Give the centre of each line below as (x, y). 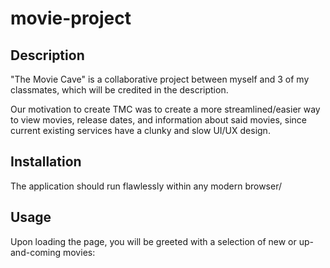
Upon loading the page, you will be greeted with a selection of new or (153, 241)
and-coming (36, 252)
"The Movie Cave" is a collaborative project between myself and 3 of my (160, 79)
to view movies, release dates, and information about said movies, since (158, 120)
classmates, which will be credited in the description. (119, 90)
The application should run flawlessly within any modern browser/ (146, 186)
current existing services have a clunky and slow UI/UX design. (140, 130)
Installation (46, 162)
